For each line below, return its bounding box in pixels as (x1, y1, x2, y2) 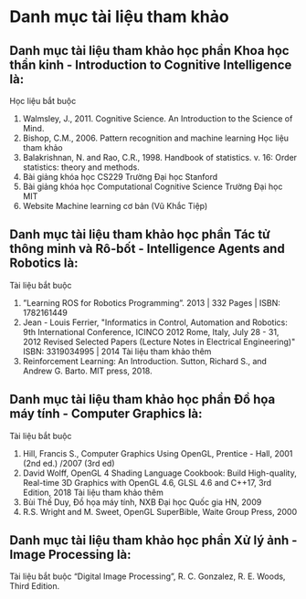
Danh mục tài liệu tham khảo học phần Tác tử (9, 226, 271, 243)
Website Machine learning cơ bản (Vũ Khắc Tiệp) (22, 201, 208, 211)
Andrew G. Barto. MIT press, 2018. (22, 365, 153, 376)
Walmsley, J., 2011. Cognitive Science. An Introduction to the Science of (22, 113, 293, 124)
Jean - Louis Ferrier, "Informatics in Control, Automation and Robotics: (22, 317, 288, 328)
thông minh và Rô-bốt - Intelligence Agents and (9, 241, 285, 257)
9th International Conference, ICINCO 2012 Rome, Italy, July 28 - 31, (22, 326, 280, 337)
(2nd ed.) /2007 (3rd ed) (22, 457, 116, 468)
